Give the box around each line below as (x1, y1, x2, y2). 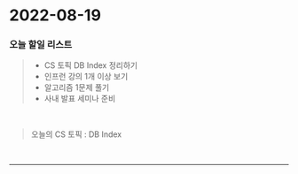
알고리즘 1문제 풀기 (43, 82, 110, 93)
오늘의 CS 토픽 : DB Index (30, 129, 122, 140)
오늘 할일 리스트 (9, 39, 73, 51)
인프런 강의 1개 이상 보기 (43, 72, 129, 82)
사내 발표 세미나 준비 (43, 94, 116, 104)
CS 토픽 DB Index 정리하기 (43, 60, 138, 71)
